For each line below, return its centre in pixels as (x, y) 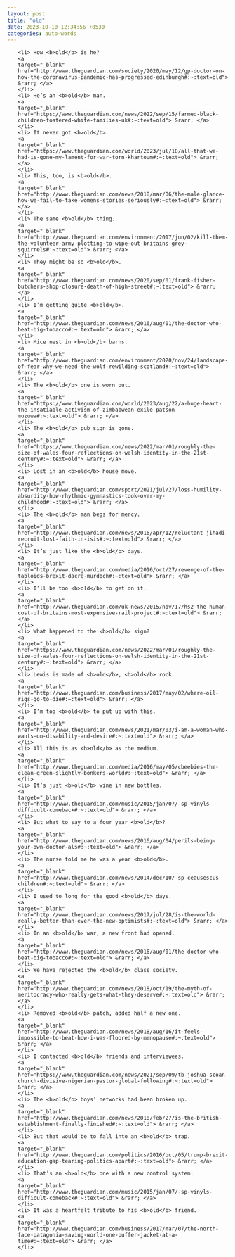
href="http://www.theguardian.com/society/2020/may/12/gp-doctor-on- (121, 71)
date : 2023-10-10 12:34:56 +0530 (56, 27)
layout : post (26, 14)
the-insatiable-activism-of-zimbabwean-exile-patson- (98, 410)
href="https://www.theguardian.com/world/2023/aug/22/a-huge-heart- (120, 404)
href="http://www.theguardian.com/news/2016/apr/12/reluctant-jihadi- (123, 533)
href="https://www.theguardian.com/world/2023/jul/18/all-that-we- (118, 151)
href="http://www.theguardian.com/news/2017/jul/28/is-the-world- (116, 915)
